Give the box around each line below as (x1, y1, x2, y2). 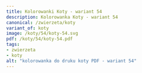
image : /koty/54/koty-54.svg (6, 31, 78, 36)
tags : (6, 42, 20, 48)
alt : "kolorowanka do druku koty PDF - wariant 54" (6, 58, 137, 64)
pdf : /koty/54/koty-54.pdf (6, 36, 73, 42)
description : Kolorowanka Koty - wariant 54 (6, 14, 118, 20)
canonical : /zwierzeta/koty (6, 19, 76, 25)
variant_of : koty (6, 25, 49, 31)
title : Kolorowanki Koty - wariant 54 (6, 8, 102, 15)
